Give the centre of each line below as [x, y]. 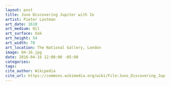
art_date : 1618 [21, 24]
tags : [11, 66]
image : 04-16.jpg [24, 52]
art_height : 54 [21, 38]
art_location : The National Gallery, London [53, 48]
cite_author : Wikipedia [31, 71]
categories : [18, 62]
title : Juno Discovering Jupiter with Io [50, 15]
